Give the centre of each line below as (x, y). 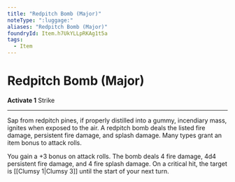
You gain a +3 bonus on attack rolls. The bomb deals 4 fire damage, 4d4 (112, 156)
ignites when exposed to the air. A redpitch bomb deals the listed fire (106, 127)
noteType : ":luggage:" (40, 20)
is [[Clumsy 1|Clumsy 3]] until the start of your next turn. (88, 171)
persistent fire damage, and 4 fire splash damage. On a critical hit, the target (117, 163)
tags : (15, 40)
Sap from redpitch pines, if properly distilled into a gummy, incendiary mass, (117, 120)
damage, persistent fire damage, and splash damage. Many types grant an (115, 135)
